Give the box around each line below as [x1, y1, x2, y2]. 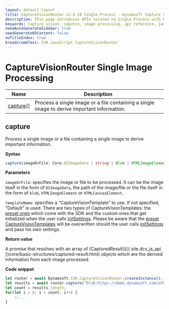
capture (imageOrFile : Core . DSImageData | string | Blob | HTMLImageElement [5, 160, 167, 166]
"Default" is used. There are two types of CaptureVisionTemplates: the [5, 205, 151, 211]
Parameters [5, 169, 30, 176]
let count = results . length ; [5, 285, 66, 290]
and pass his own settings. [5, 227, 61, 233]
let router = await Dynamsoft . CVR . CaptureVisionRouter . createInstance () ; [5, 276, 163, 281]
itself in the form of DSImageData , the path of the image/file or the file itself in [5, 184, 162, 191]
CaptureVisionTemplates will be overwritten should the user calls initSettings [5, 221, 163, 227]
